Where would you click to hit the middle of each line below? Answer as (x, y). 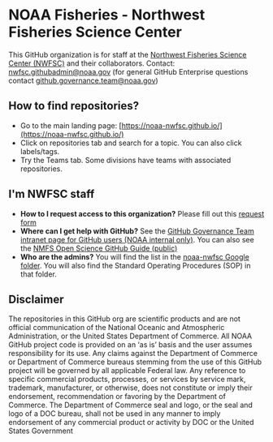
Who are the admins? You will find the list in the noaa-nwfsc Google (134, 256)
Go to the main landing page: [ (71, 125)
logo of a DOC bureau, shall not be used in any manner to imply (115, 414)
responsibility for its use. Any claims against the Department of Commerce (133, 354)
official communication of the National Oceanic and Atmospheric (117, 328)
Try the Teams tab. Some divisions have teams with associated (126, 160)
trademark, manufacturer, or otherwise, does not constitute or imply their (131, 388)
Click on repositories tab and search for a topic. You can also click (131, 143)
